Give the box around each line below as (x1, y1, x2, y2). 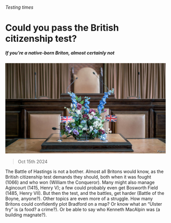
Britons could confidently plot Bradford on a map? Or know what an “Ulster (5, 201, 162, 207)
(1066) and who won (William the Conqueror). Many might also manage (5, 179, 155, 186)
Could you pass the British (5, 22, 119, 33)
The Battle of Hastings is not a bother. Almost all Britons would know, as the (5, 168, 164, 175)
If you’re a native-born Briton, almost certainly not (5, 50, 115, 56)
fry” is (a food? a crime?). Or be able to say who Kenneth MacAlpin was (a (5, 207, 160, 213)
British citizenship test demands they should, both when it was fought (5, 174, 152, 180)
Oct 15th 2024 (17, 159, 48, 165)
